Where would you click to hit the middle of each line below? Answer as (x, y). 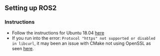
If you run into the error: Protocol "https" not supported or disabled (84, 38)
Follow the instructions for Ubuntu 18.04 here (58, 33)
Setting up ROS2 (31, 8)
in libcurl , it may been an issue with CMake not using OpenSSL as (81, 43)
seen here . (23, 48)
